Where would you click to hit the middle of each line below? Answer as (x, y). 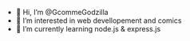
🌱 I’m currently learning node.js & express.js (88, 29)
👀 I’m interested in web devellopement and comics (99, 20)
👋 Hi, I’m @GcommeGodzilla (62, 12)
